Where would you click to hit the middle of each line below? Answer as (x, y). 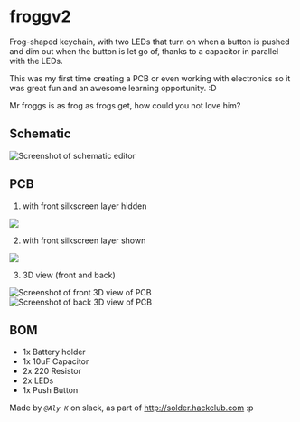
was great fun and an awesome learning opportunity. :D (113, 88)
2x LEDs (38, 380)
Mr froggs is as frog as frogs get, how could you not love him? (125, 105)
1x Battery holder (54, 352)
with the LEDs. (36, 61)
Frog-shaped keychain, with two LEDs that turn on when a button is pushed (150, 42)
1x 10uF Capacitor (56, 361)
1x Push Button (50, 390)
